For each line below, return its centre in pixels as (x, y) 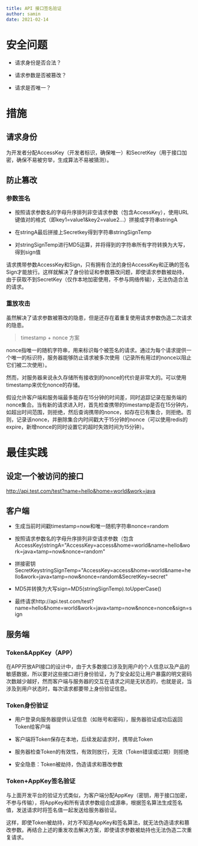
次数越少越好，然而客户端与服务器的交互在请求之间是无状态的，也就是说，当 (99, 681)
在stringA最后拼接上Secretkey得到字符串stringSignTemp (83, 232)
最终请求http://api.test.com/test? (54, 601)
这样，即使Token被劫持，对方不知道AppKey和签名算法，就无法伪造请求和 (95, 822)
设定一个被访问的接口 (45, 476)
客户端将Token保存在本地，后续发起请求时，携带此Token (84, 739)
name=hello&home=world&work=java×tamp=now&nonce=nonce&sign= (102, 608)
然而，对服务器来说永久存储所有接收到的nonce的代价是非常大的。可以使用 (96, 377)
